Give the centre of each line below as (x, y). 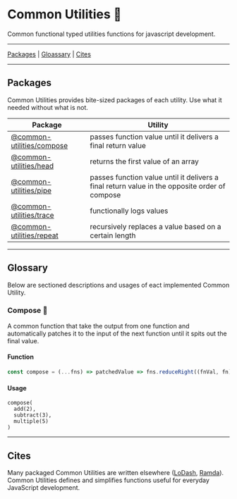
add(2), (25, 409)
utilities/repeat (35, 235)
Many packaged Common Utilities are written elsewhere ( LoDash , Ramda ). (116, 472)
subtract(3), (33, 415)
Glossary (28, 268)
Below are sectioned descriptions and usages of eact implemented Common (119, 285)
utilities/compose (39, 145)
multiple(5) (31, 421)
